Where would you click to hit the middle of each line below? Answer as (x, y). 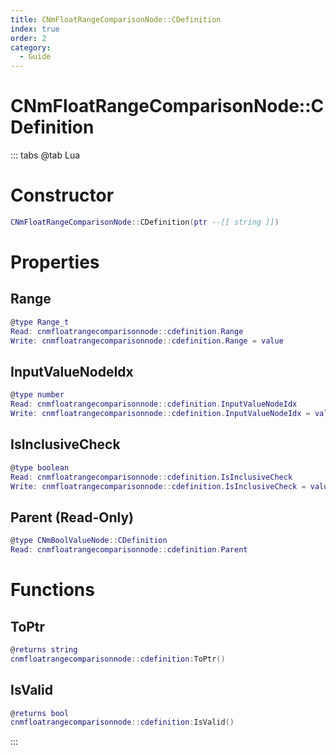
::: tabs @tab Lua (45, 155)
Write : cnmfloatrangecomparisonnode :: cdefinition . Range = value (147, 341)
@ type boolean (40, 467)
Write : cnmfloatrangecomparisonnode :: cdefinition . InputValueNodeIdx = (160, 414)
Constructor (62, 195)
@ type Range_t (40, 322)
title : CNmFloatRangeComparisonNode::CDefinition (116, 19)
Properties (55, 262)
